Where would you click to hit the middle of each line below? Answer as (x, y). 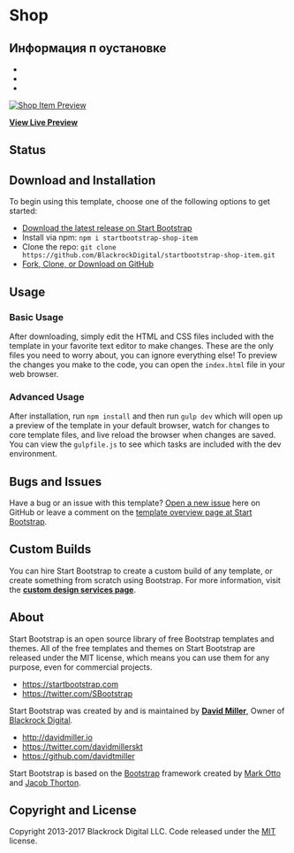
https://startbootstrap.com (70, 684)
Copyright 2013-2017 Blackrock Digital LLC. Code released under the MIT (143, 832)
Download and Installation (83, 180)
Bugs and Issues (56, 482)
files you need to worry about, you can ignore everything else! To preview (143, 355)
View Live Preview (43, 122)
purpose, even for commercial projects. (81, 667)
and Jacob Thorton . (45, 782)
